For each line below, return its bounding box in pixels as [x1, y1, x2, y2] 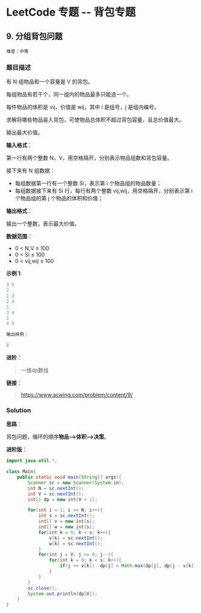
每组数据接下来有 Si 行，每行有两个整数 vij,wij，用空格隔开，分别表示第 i [14, 187, 193, 194]
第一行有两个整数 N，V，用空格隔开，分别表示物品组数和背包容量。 [6, 154, 173, 161]
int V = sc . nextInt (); [28, 491, 84, 497]
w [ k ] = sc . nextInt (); [48, 541, 103, 547]
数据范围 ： [6, 233, 33, 240]
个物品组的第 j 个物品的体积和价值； [14, 195, 103, 202]
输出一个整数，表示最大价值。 [6, 220, 80, 227]
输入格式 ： [6, 142, 33, 149]
